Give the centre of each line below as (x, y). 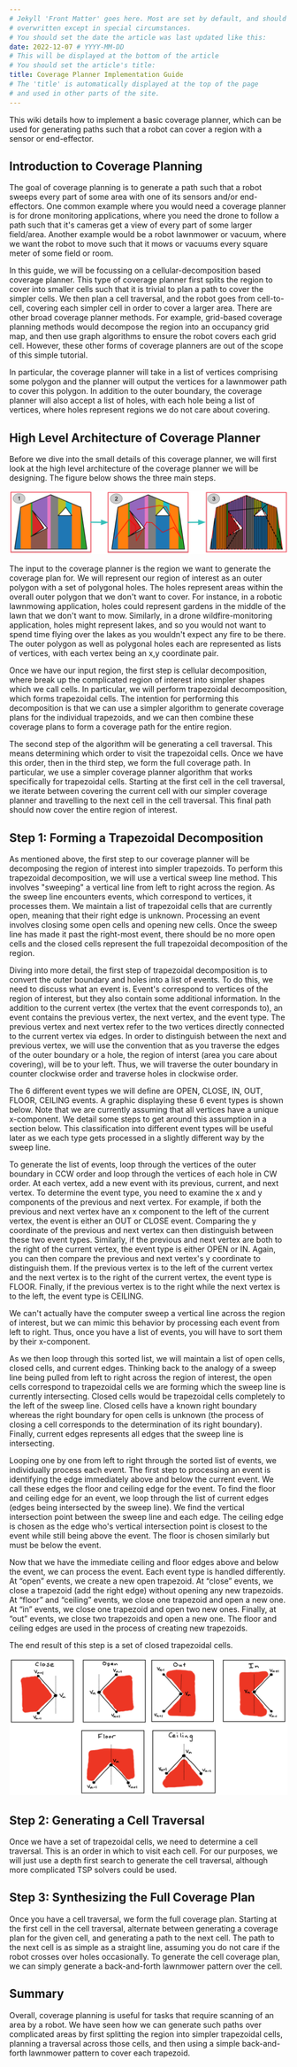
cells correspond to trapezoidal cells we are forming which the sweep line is (147, 1387)
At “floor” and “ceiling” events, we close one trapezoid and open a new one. (147, 1600)
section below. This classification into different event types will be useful (141, 1129)
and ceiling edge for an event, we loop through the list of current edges (139, 1498)
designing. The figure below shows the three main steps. (113, 478)
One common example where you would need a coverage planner (166, 206)
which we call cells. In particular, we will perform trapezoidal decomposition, (148, 690)
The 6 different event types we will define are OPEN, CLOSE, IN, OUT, (136, 1091)
